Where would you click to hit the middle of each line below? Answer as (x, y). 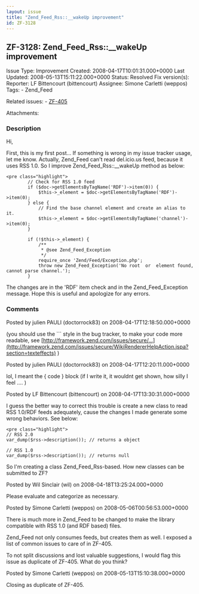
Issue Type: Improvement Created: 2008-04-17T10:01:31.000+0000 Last (96, 71)
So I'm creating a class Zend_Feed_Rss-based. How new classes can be (95, 467)
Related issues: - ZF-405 (37, 102)
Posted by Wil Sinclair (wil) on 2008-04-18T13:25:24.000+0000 (85, 485)
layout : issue (24, 12)
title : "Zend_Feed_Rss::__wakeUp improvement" (65, 17)
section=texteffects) (31, 353)
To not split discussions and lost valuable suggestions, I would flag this (94, 555)
